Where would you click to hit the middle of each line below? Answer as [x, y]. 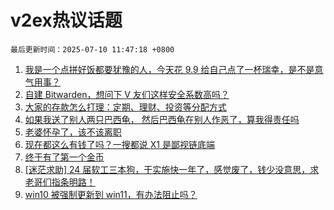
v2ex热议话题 [66, 20]
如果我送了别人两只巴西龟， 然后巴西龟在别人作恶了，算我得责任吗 [162, 119]
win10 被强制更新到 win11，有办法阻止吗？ [111, 194]
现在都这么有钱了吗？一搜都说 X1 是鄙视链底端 [119, 144]
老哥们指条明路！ [60, 182]
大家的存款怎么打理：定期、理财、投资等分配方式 [125, 107]
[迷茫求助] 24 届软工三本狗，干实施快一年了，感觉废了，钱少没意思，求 [172, 169]
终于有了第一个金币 [64, 157]
